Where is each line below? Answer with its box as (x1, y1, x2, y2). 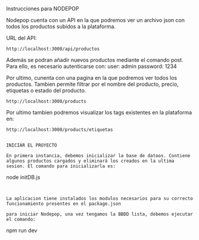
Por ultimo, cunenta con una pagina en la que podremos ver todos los (6, 74, 178, 81)
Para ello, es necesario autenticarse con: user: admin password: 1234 (6, 63, 177, 70)
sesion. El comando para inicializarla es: (6, 163, 116, 169)
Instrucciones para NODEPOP (6, 5, 79, 12)
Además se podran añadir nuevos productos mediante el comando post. (6, 57, 184, 63)
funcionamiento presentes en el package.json (6, 201, 121, 207)
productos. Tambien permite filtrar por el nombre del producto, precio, (6, 80, 179, 88)
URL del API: (6, 35, 37, 41)
